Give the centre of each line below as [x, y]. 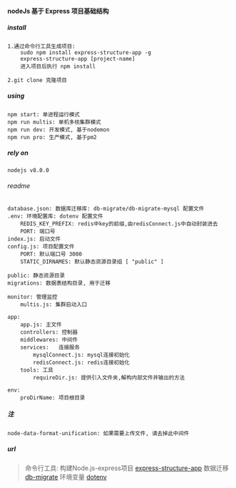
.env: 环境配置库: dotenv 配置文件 [55, 216]
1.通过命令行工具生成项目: [42, 46]
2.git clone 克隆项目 [37, 80]
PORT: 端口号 [38, 231]
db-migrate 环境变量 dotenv [66, 477]
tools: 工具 [37, 370]
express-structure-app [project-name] [78, 59]
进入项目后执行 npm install [58, 66]
